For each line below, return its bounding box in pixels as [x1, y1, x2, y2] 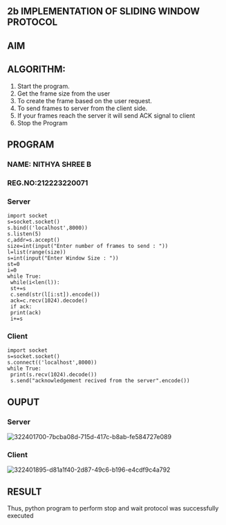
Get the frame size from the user [17, 89, 111, 98]
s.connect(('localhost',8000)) [7, 359, 97, 366]
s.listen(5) [7, 231, 41, 238]
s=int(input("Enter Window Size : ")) [7, 255, 119, 262]
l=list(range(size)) [7, 249, 67, 256]
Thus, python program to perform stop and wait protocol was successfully [7, 504, 219, 513]
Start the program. [17, 82, 70, 90]
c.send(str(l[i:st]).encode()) [10, 291, 100, 299]
